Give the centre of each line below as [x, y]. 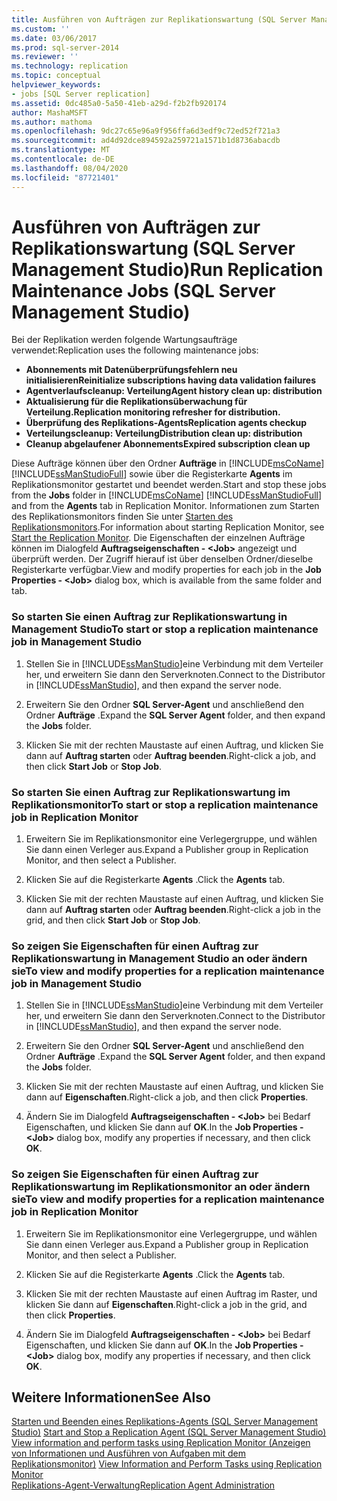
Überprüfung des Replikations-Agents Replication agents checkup [166, 423]
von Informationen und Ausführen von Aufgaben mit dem [129, 1453]
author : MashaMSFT [49, 112]
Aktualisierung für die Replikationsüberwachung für [136, 402]
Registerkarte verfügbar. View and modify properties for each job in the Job [166, 570]
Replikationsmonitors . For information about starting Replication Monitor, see [168, 527]
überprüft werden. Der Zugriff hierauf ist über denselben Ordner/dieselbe [162, 559]
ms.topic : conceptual [56, 76]
